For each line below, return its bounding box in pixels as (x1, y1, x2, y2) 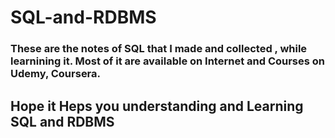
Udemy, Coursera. (10, 67, 102, 81)
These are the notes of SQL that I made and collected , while (10, 42, 308, 56)
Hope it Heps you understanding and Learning (10, 97, 304, 115)
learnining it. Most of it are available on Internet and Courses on (10, 54, 326, 68)
